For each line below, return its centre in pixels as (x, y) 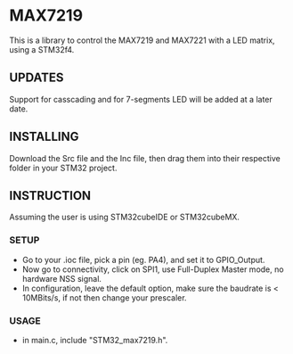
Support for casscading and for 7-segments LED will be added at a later (141, 99)
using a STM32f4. (42, 49)
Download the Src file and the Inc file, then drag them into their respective (145, 158)
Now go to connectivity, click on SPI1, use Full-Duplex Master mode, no (153, 269)
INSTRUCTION (50, 196)
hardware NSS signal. (62, 278)
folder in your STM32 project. (63, 168)
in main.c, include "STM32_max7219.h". (95, 340)
